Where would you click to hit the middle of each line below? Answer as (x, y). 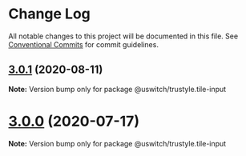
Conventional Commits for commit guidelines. (83, 44)
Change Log (49, 14)
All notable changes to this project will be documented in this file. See (123, 36)
